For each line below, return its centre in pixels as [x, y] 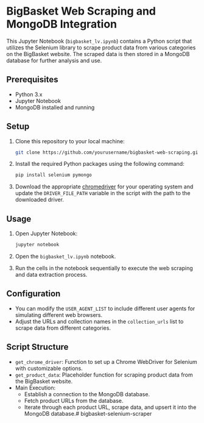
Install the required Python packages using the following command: [100, 164]
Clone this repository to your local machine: [70, 141]
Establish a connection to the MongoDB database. [87, 394]
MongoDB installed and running [55, 107]
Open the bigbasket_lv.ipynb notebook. [65, 256]
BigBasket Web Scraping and [81, 11]
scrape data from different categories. [63, 328]
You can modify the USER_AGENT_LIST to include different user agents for [105, 308]
